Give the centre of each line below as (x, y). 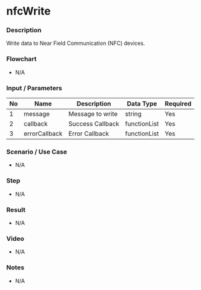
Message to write (93, 114)
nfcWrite (28, 11)
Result (16, 209)
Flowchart (21, 59)
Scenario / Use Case (37, 152)
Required (178, 104)
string (133, 114)
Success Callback (94, 124)
